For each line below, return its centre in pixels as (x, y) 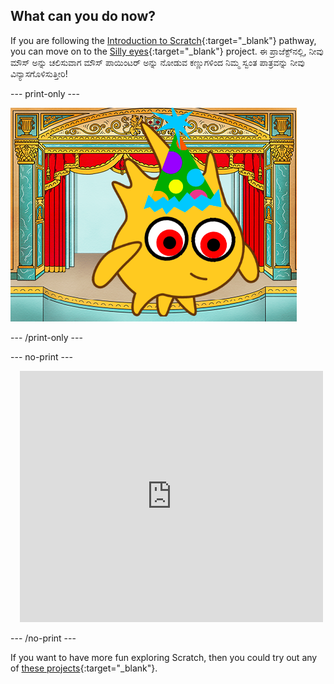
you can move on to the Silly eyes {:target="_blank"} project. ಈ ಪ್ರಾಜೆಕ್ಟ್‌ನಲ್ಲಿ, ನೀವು (167, 51)
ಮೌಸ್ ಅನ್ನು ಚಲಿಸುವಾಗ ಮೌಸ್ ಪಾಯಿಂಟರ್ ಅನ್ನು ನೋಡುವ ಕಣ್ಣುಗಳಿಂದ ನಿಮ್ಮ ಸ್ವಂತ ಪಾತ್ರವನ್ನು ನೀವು (157, 62)
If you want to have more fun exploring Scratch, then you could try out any (164, 657)
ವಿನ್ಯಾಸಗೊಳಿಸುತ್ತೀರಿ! (39, 73)
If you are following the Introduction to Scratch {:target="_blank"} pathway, (163, 40)
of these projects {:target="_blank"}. (84, 668)
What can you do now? (83, 16)
